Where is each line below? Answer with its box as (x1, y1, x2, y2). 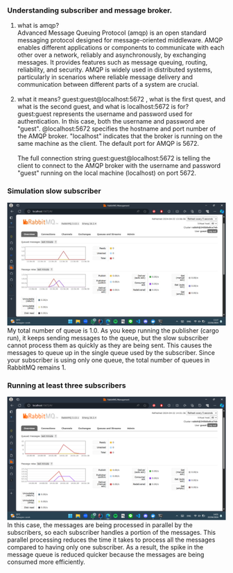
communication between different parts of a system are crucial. (17, 81, 199, 89)
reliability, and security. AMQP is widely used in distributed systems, (17, 65, 213, 74)
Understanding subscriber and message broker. (7, 6, 173, 15)
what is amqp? (17, 22, 60, 30)
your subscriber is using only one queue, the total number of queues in (7, 356, 210, 365)
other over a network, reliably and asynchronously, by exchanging (17, 51, 207, 59)
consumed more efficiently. (7, 558, 85, 566)
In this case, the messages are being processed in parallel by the (7, 520, 193, 529)
